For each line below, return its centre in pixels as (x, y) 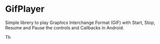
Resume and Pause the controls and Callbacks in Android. (65, 27)
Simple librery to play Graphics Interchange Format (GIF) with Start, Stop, (80, 22)
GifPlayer (25, 9)
